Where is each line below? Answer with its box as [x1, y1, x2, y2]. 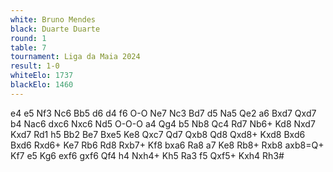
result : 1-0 [10, 61, 60, 71]
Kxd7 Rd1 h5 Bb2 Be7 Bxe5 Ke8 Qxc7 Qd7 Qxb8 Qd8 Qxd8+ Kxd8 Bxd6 [10, 128, 306, 140]
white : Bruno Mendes [10, 14, 97, 25]
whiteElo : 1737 [10, 71, 74, 81]
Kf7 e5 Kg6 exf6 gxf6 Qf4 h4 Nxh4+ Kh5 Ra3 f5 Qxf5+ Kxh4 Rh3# [10, 149, 285, 161]
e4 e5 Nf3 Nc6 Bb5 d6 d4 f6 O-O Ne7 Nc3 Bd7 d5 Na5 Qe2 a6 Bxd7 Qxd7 [10, 107, 317, 119]
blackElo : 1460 [10, 80, 74, 90]
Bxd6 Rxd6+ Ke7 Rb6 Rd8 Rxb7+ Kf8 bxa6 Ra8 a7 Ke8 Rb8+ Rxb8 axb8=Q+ [10, 139, 325, 151]
